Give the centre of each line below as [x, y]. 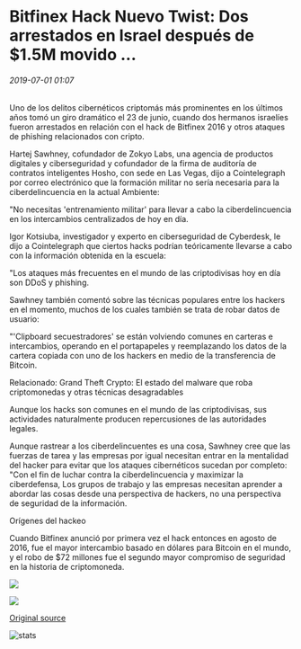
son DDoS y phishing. [49, 283]
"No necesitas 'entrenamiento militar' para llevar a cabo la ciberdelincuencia [150, 209]
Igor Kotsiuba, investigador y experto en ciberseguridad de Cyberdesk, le [145, 236]
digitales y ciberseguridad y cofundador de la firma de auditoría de [133, 164]
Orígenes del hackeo [48, 521]
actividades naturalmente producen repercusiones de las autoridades [138, 419]
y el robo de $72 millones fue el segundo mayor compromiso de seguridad [147, 557]
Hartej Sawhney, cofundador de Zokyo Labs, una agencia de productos [142, 154]
